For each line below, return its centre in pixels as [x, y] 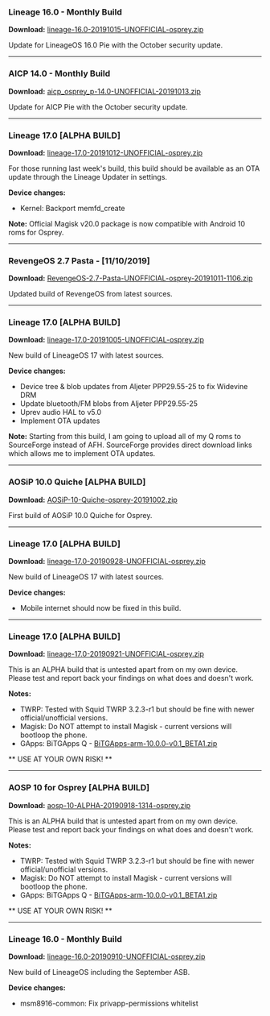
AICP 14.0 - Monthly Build [59, 73]
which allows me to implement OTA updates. [82, 454]
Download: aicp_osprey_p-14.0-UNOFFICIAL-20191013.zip [104, 91]
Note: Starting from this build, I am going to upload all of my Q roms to [125, 437]
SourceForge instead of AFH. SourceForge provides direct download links [130, 445]
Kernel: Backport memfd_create [72, 208]
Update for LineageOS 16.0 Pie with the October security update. [116, 45]
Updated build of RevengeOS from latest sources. [90, 294]
